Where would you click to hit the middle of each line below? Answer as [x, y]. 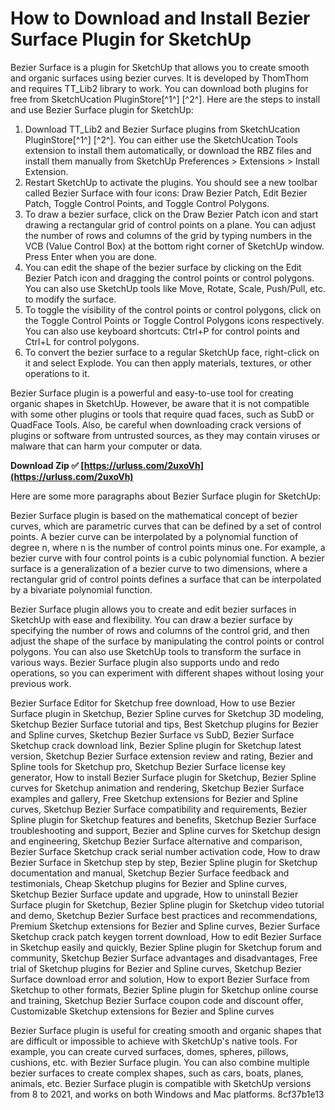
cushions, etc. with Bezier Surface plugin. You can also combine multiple [160, 1062]
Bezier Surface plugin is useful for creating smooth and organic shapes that [166, 1030]
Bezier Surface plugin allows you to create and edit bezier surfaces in [153, 609]
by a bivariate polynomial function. [81, 589]
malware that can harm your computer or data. [106, 446]
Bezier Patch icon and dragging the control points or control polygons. [169, 278]
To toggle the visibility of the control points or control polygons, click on [173, 309]
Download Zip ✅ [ [47, 465]
